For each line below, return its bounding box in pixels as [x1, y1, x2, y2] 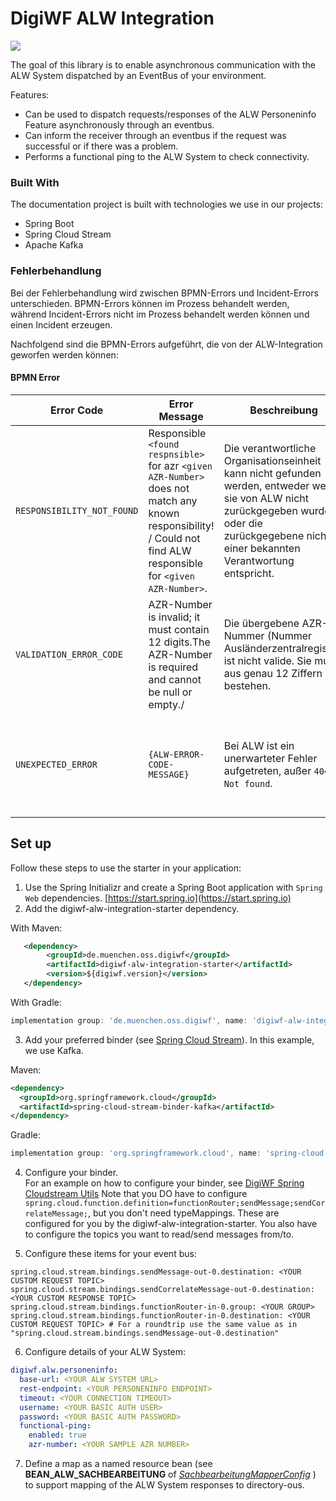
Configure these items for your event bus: [24, 1248, 197, 1260]
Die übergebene [223, 616, 300, 630]
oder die [223, 516, 263, 530]
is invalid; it [148, 610, 201, 624]
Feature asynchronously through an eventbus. [24, 118, 215, 131]
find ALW [148, 543, 192, 557]
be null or [148, 685, 193, 699]
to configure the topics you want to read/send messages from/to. [24, 1228, 295, 1241]
